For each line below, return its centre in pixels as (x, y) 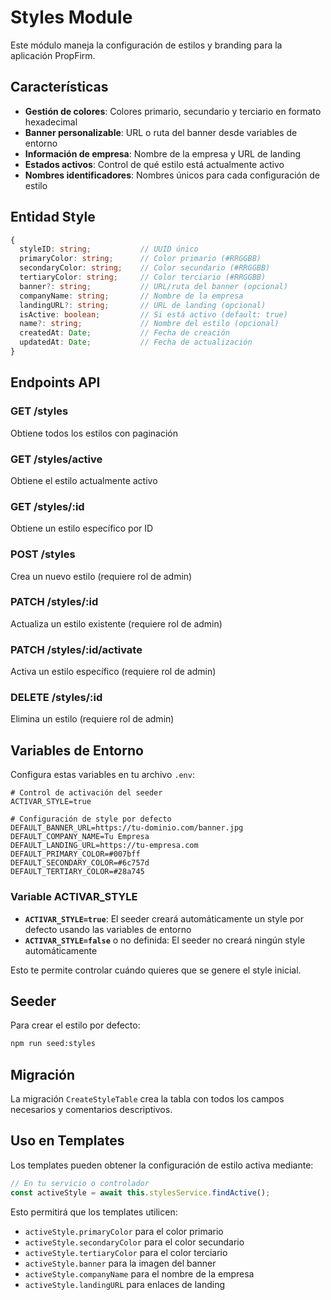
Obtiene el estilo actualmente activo (84, 480)
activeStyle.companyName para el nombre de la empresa (139, 1273)
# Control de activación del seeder (86, 793)
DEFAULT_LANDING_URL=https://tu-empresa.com (104, 846)
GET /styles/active (56, 459)
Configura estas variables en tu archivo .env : (102, 775)
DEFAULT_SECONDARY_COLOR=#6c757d (80, 863)
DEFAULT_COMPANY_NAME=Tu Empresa (80, 837)
